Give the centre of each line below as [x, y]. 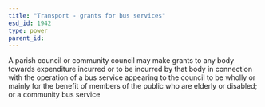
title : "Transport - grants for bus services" [87, 16]
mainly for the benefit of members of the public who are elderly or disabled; [133, 86]
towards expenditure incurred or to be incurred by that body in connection [131, 69]
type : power [28, 30]
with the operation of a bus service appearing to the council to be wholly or [132, 77]
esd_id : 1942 [30, 23]
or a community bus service [54, 95]
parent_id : [26, 38]
